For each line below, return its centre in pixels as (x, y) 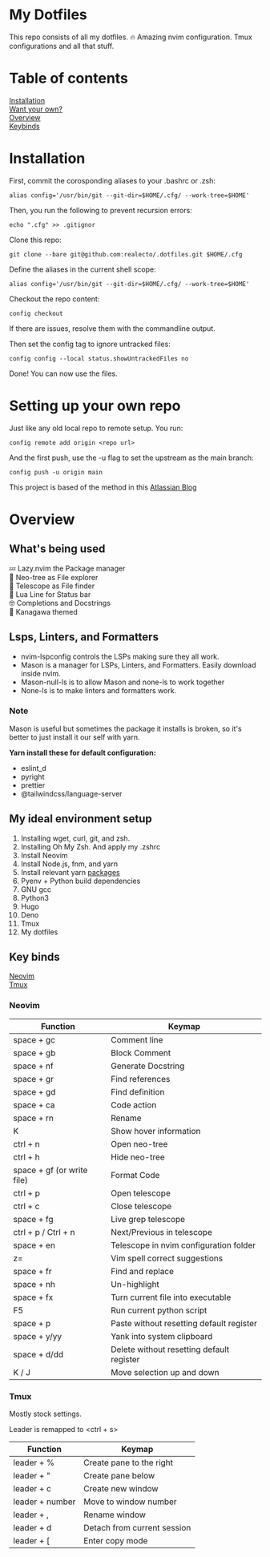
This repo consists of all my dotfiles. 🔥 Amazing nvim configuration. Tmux (131, 37)
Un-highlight (135, 1284)
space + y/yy (38, 1336)
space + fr (32, 1271)
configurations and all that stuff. (62, 46)
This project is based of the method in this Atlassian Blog (103, 487)
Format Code (135, 1175)
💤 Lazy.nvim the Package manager (67, 568)
